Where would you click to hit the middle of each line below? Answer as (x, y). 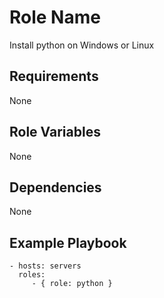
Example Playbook (68, 242)
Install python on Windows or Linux (82, 45)
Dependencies (55, 187)
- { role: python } (72, 284)
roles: (32, 275)
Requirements (54, 76)
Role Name (55, 17)
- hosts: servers (45, 266)
